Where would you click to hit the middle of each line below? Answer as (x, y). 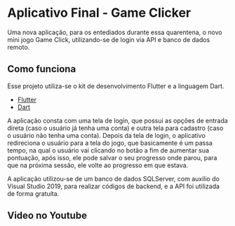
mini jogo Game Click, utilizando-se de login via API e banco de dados (109, 39)
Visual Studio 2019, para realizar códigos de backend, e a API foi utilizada (113, 186)
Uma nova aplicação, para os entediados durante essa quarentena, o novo (115, 32)
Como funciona (42, 69)
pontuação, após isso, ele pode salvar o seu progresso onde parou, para (112, 157)
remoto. (19, 47)
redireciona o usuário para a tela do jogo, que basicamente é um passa (110, 143)
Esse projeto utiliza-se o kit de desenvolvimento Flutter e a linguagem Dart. (116, 86)
